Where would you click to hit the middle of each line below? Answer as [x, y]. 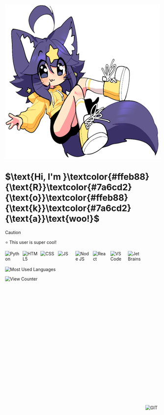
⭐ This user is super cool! [31, 242]
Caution [13, 232]
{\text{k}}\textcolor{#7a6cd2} [68, 208]
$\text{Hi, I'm [33, 177]
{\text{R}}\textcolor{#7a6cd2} [68, 188]
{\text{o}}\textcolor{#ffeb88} [67, 198]
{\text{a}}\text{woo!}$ [52, 219]
